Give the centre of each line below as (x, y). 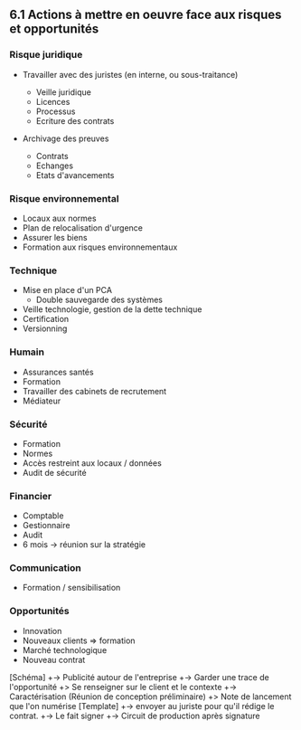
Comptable (43, 516)
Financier (31, 496)
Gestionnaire (46, 526)
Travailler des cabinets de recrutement (94, 391)
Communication (45, 568)
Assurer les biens (55, 237)
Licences (53, 101)
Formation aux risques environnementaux (100, 247)
